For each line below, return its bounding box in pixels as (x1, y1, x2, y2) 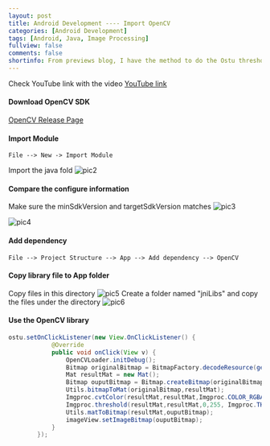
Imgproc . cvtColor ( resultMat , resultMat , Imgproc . (65, 394, 228, 402)
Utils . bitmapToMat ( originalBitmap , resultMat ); (65, 386, 225, 394)
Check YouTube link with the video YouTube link (8, 78, 167, 89)
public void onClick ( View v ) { (51, 348, 157, 357)
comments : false (8, 49, 63, 57)
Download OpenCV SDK (8, 97, 91, 107)
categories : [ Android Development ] (8, 27, 128, 35)
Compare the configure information (8, 184, 130, 193)
